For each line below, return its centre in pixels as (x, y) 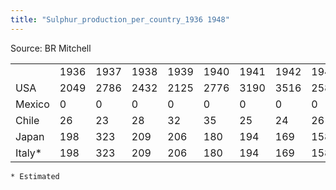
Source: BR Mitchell (51, 48)
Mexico (32, 104)
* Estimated (35, 176)
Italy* (29, 153)
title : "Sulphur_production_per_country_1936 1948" (120, 19)
